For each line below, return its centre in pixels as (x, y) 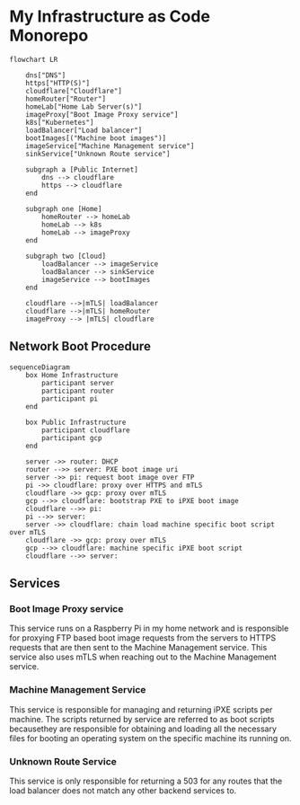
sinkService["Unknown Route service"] (98, 154)
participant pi (70, 398)
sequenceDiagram (40, 367)
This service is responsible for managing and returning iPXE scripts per (141, 709)
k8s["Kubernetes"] (60, 122)
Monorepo (49, 35)
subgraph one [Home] (64, 208)
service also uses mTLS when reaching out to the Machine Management (143, 657)
